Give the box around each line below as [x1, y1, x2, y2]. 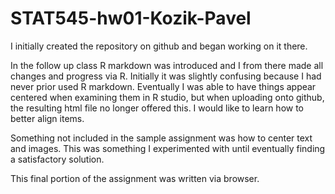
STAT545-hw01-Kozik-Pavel [10, 7, 252, 30]
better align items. [10, 112, 85, 124]
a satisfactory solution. [10, 153, 105, 165]
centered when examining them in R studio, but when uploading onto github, [10, 91, 325, 103]
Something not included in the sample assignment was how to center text [10, 132, 313, 144]
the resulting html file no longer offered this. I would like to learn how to [10, 102, 304, 114]
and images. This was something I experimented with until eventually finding [10, 142, 326, 154]
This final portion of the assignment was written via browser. [10, 172, 260, 184]
